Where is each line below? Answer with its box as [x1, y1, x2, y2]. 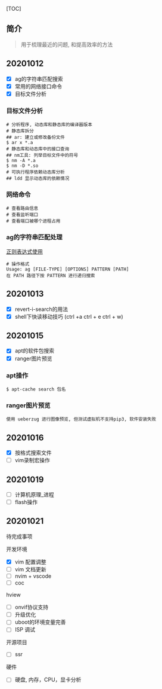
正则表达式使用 [6, 248, 43, 255]
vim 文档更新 [14, 565, 46, 573]
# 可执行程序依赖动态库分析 [6, 169, 66, 175]
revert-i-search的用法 [14, 305, 68, 313]
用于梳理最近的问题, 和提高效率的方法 [20, 41, 113, 48]
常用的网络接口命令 [14, 83, 63, 90]
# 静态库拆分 [6, 128, 34, 134]
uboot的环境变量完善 [14, 618, 67, 626]
